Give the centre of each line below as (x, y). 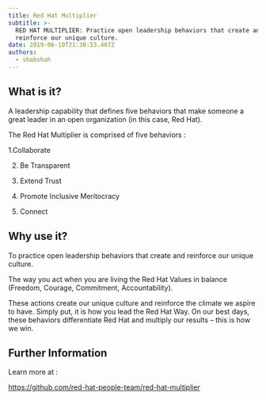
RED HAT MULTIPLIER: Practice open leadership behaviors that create (132, 30)
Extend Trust (40, 181)
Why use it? (38, 236)
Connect (34, 211)
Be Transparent (45, 165)
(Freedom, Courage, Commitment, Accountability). (91, 288)
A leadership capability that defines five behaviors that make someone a (126, 111)
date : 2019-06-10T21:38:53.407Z (61, 45)
